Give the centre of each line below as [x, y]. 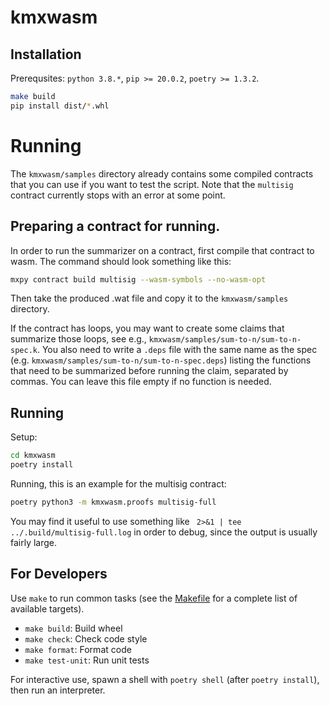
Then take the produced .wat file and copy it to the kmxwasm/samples [149, 298]
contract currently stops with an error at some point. [118, 195]
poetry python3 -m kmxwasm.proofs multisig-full [113, 502]
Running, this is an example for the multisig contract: [118, 483]
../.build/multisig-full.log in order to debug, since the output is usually [164, 532]
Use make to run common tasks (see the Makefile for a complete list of [154, 598]
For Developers [59, 574]
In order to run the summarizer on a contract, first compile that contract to [162, 250]
